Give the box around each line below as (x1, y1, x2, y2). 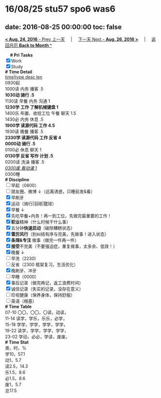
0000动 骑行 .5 (5, 141, 35, 147)
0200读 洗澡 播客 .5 (5, 159, 45, 165)
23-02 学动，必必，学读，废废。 (5, 334, 70, 340)
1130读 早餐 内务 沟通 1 (5, 98, 50, 104)
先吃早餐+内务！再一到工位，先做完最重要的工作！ (11, 213, 112, 219)
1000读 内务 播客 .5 (5, 86, 44, 92)
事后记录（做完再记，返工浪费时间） (11, 280, 83, 285)
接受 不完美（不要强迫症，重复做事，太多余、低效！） (11, 244, 117, 249)
